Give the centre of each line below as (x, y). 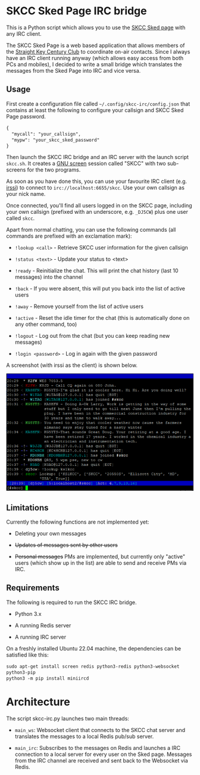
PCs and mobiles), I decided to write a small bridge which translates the (94, 64)
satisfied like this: (27, 655)
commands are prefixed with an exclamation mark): (69, 236)
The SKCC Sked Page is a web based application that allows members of (96, 45)
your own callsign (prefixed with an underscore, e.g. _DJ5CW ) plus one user (97, 211)
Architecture (38, 702)
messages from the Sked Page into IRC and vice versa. (74, 70)
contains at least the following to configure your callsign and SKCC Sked (95, 110)
